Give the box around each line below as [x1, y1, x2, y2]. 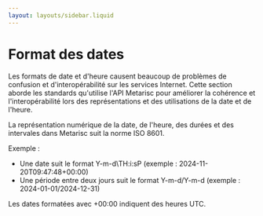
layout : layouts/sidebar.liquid [8, 11, 114, 20]
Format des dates [8, 45, 124, 63]
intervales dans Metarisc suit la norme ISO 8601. [8, 128, 165, 137]
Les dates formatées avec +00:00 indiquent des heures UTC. [8, 199, 206, 208]
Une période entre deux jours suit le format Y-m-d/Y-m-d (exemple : [19, 175, 241, 185]
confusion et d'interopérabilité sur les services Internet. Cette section [8, 79, 233, 89]
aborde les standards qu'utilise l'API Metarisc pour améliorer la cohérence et [8, 88, 256, 97]
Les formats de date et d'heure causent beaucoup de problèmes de [8, 71, 228, 81]
